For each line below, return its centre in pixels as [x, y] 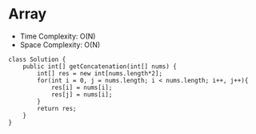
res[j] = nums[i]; [82, 94]
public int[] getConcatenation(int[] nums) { [100, 66]
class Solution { [37, 59]
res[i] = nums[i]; [82, 87]
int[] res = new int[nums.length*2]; [100, 73]
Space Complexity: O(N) [60, 44]
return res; [57, 108]
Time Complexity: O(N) [58, 36]
